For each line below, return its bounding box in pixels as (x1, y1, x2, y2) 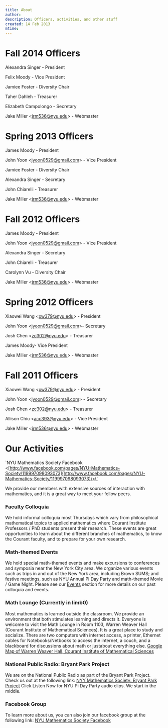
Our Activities (5, 443, 64, 454)
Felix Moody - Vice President (5, 74, 65, 80)
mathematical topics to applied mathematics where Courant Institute (5, 520, 146, 526)
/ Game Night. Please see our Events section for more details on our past (5, 581, 156, 587)
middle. (5, 688, 21, 694)
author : (5, 12, 22, 17)
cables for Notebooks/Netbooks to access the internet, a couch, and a (5, 637, 150, 644)
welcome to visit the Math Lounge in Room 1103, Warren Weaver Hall (5, 621, 147, 627)
